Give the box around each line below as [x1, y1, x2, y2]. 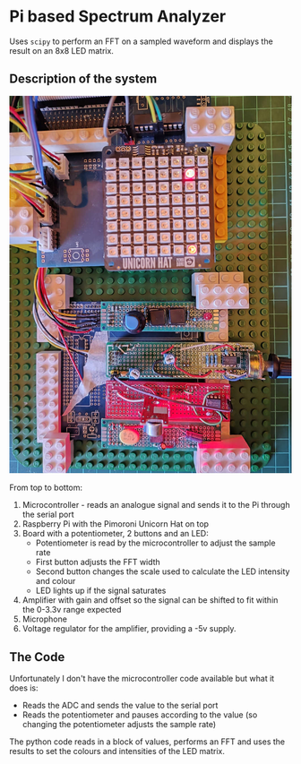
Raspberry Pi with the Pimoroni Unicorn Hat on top [21, 519, 209, 529]
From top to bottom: [9, 482, 83, 494]
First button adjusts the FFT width [35, 557, 161, 568]
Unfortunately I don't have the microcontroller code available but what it [9, 674, 275, 684]
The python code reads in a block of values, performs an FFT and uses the [9, 736, 286, 747]
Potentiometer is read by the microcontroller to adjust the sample [35, 537, 276, 548]
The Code [9, 649, 65, 665]
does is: [9, 682, 39, 693]
